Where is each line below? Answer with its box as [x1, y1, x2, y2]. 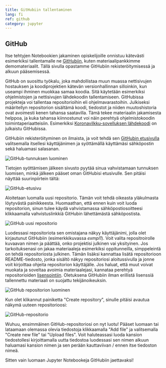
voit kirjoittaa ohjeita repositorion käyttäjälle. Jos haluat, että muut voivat [5, 262, 153, 268]
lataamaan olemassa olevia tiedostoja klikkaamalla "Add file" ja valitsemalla [5, 326, 158, 333]
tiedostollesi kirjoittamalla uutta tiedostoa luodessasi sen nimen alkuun [5, 337, 149, 343]
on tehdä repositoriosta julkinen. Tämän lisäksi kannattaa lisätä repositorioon [5, 251, 162, 257]
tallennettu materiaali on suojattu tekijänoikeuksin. [5, 278, 108, 284]
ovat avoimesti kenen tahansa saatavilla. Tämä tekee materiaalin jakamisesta [5, 110, 162, 116]
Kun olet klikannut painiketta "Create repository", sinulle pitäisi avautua [5, 296, 150, 303]
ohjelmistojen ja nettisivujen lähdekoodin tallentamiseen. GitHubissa [5, 94, 144, 100]
